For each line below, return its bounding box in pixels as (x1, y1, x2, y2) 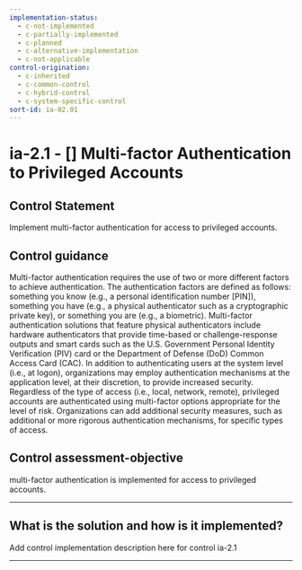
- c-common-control (17, 80, 91, 89)
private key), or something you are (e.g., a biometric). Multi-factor (9, 311, 253, 321)
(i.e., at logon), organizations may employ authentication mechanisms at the (9, 367, 290, 378)
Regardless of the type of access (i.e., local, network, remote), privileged (9, 387, 280, 398)
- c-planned (17, 38, 63, 48)
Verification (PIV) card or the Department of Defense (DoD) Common (9, 348, 264, 359)
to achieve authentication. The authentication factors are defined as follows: (9, 282, 291, 293)
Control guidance (9, 248, 110, 263)
